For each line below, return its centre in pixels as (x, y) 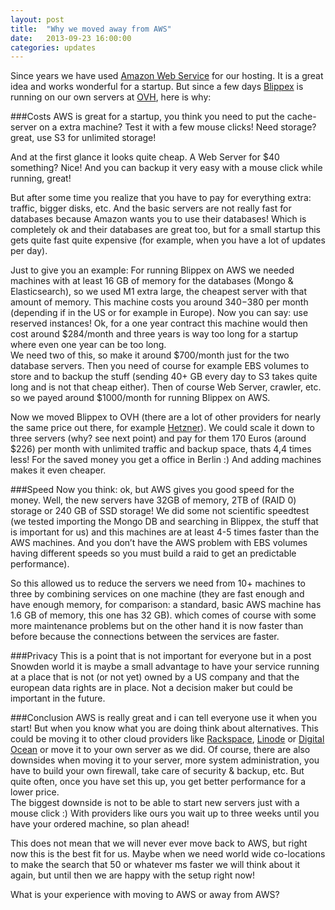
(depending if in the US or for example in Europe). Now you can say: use (159, 313)
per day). (29, 251)
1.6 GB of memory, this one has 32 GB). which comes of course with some (163, 615)
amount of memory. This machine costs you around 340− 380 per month (159, 302)
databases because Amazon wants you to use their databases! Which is (158, 219)
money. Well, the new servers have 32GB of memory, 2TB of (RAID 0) (153, 500)
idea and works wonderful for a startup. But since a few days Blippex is (157, 87)
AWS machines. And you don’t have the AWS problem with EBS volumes (159, 543)
